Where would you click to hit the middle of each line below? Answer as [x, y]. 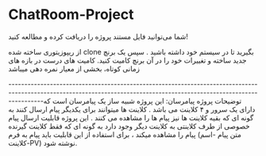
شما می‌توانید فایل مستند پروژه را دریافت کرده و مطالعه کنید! [98, 36]
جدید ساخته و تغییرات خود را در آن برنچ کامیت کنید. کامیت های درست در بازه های [128, 60]
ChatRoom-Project [71, 15]
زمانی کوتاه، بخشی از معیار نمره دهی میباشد [74, 68]
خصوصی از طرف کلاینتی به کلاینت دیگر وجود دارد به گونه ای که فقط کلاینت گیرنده [129, 126]
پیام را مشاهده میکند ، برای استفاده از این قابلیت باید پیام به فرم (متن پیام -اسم [125, 134]
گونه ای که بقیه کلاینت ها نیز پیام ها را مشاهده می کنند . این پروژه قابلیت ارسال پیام [131, 117]
